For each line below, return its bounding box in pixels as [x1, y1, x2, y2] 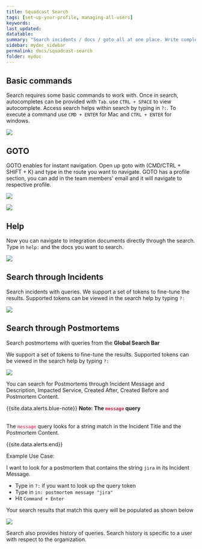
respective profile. [6, 181, 52, 188]
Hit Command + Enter [14, 494, 64, 502]
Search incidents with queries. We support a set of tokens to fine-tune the [6, 288, 190, 295]
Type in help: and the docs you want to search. [6, 244, 124, 251]
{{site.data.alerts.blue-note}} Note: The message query [6, 404, 141, 412]
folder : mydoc [6, 54, 42, 60]
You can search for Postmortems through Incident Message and [6, 380, 165, 387]
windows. [6, 117, 30, 124]
